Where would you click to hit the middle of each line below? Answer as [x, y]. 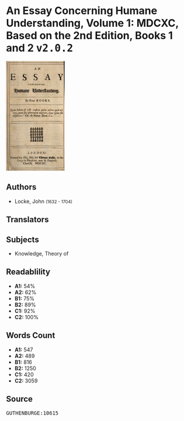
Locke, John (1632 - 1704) [44, 201]
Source [20, 399]
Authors [21, 187]
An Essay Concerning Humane [82, 11]
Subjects [22, 239]
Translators [27, 220]
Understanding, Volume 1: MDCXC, [93, 23]
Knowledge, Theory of [41, 253]
